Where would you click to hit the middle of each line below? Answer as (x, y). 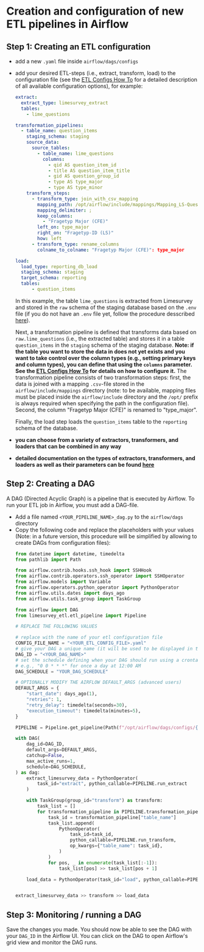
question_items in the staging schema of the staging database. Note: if (104, 345)
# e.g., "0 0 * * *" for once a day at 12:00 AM (78, 666)
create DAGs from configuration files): (63, 542)
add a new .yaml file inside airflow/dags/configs (77, 61)
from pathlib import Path (48, 559)
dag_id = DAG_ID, (46, 744)
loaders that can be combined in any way (68, 446)
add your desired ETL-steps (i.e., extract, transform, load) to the (95, 73)
